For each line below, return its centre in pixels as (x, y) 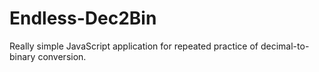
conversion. (62, 56)
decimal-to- (285, 46)
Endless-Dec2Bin (83, 18)
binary (22, 56)
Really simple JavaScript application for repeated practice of (134, 46)
